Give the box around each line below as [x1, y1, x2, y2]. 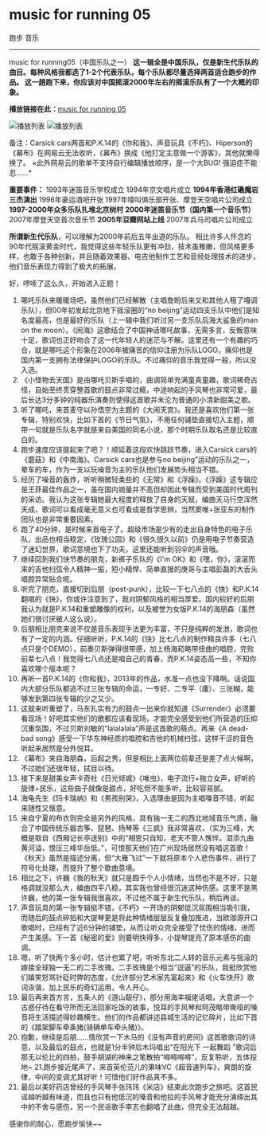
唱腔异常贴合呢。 [20, 574, 77, 583]
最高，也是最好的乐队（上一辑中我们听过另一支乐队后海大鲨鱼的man [34, 315, 258, 324]
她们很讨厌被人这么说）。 [20, 613, 102, 623]
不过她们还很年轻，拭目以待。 [20, 763, 118, 773]
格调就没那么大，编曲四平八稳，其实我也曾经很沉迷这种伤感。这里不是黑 [20, 883, 258, 892]
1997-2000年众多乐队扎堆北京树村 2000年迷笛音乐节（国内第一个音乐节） [9, 205, 255, 214]
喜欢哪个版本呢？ [20, 664, 77, 673]
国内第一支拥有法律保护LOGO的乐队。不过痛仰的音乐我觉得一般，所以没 [20, 355, 257, 364]
